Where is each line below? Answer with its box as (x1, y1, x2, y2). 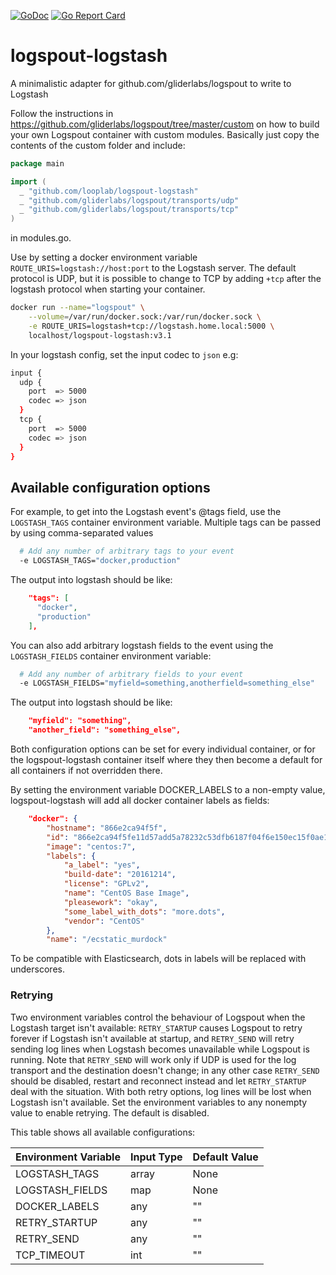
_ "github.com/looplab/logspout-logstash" (19, 186, 199, 196)
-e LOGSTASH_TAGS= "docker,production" (19, 556, 182, 566)
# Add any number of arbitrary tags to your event (19, 546, 235, 557)
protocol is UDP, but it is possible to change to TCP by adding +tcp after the (10, 273, 322, 285)
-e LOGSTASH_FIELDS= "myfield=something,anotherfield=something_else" (19, 678, 315, 689)
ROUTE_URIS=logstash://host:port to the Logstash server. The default (10, 262, 297, 274)
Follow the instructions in (10, 107, 114, 119)
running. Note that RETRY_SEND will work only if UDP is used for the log (10, 1053, 297, 1065)
